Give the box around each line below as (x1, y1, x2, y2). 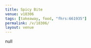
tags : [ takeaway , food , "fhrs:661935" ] (5, 16, 87, 21)
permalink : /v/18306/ (5, 20, 50, 26)
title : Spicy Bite (5, 7, 43, 12)
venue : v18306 (5, 12, 34, 16)
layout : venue (5, 25, 34, 30)
